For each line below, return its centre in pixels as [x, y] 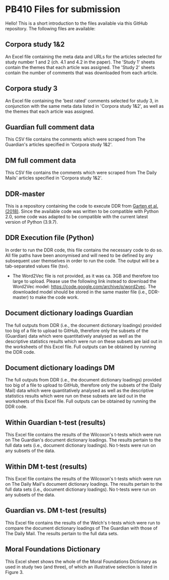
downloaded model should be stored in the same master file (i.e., [80, 292]
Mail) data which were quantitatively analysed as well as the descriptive [79, 391]
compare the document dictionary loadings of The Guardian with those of [81, 528]
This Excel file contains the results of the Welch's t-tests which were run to [83, 523]
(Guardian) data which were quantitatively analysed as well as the [73, 336]
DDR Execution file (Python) [50, 238]
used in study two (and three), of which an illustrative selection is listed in [81, 567]
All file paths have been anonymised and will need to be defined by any [79, 255]
